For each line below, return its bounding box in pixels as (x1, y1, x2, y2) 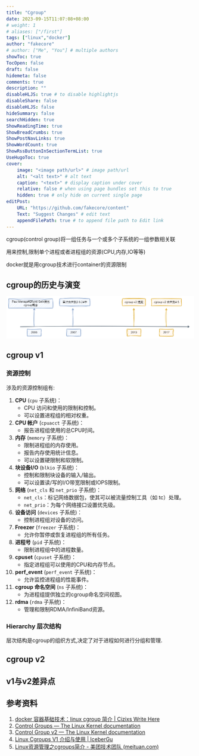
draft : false (6, 66, 39, 72)
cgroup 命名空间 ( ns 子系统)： (14, 583, 89, 591)
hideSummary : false (6, 110, 55, 116)
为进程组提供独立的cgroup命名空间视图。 (23, 591, 125, 598)
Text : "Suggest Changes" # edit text (17, 211, 111, 217)
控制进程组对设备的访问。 (23, 516, 87, 523)
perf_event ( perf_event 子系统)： (14, 568, 97, 576)
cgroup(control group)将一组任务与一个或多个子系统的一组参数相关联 (6, 235, 176, 242)
